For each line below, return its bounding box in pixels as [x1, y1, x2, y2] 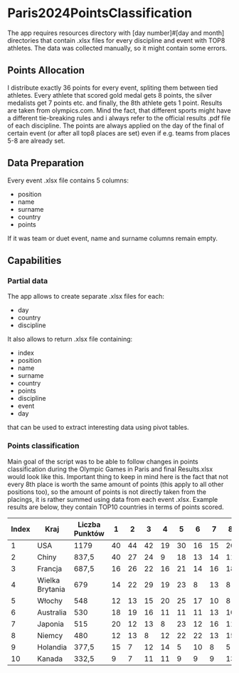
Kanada [37, 654, 63, 664]
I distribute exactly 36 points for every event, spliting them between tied [7, 83, 218, 92]
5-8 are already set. [7, 136, 65, 145]
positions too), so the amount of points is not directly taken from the [7, 487, 207, 496]
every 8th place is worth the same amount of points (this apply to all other [7, 480, 224, 488]
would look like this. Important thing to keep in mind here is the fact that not [7, 472, 229, 481]
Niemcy [37, 630, 63, 640]
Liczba [78, 519, 101, 529]
